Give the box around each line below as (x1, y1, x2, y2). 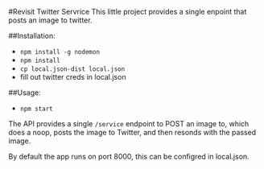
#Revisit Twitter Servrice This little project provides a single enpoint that (8, 7, 247, 16)
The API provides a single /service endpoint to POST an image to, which (8, 119, 250, 128)
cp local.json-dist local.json (19, 65, 126, 73)
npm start (19, 105, 54, 113)
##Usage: (8, 88, 42, 97)
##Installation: (8, 31, 56, 40)
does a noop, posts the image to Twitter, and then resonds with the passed (8, 128, 257, 137)
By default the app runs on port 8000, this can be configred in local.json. (8, 152, 250, 161)
